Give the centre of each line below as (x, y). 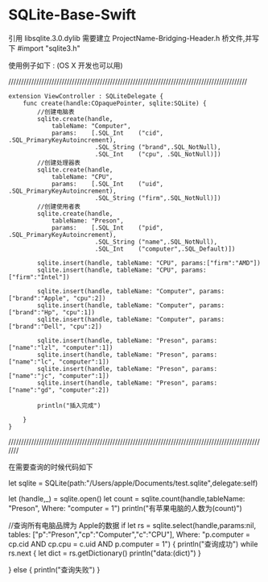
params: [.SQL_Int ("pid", (107, 227)
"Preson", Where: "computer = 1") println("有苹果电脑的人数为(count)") (126, 508)
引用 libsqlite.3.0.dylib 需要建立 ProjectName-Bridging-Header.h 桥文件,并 (130, 38)
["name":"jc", (32, 376)
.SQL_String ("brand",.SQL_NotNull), (158, 147)
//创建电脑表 (56, 112)
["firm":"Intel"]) (39, 277)
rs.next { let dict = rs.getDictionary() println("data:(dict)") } (105, 553)
